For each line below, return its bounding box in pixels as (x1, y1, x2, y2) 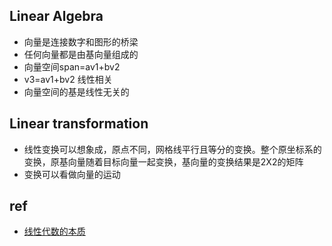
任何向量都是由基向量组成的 (23, 48, 139, 60)
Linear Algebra (9, 8, 104, 25)
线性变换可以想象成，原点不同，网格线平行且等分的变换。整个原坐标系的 (23, 143, 322, 155)
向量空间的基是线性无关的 (23, 85, 130, 98)
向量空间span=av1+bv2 (23, 60, 121, 73)
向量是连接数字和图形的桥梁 (23, 35, 139, 48)
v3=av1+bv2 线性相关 (23, 73, 113, 85)
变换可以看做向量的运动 (23, 168, 121, 180)
